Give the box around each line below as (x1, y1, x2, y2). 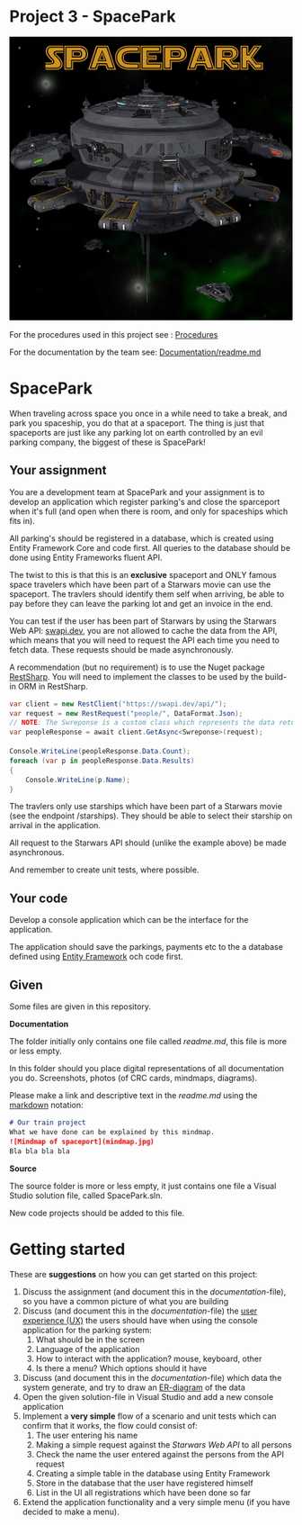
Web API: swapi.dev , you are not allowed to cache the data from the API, (9, 625, 278, 636)
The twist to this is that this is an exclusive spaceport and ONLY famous (9, 569, 277, 580)
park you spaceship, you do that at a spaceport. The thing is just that (9, 417, 265, 429)
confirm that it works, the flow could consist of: (22, 1420, 198, 1430)
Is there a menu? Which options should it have (35, 1362, 208, 1374)
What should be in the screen (35, 1334, 146, 1345)
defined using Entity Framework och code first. (9, 952, 183, 962)
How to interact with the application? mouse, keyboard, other (35, 1353, 262, 1364)
